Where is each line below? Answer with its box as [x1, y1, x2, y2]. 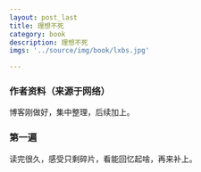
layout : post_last [9, 12, 78, 22]
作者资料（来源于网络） [9, 86, 110, 98]
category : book [9, 29, 66, 38]
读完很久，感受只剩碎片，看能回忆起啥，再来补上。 [9, 153, 197, 164]
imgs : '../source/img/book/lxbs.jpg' [9, 46, 150, 55]
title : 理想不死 [9, 21, 64, 30]
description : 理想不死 [9, 37, 88, 47]
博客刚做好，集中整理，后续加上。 [9, 107, 135, 118]
